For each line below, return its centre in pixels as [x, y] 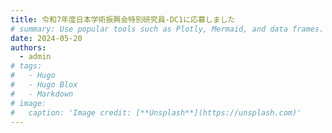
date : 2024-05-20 [46, 38]
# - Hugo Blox [44, 85]
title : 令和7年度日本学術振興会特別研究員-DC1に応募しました [123, 19]
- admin [35, 57]
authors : [28, 47]
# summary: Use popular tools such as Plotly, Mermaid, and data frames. [167, 29]
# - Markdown [42, 94]
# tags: [26, 66]
